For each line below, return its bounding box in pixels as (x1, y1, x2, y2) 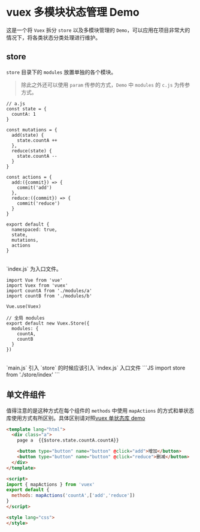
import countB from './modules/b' (6, 293, 93, 299)
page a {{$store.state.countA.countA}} (17, 437, 119, 444)
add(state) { (11, 132, 44, 138)
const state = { (6, 106, 47, 112)
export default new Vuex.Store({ (6, 320, 90, 326)
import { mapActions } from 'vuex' (6, 481, 95, 488)
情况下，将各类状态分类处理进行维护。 (6, 34, 101, 41)
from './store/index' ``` (6, 371, 60, 378)
